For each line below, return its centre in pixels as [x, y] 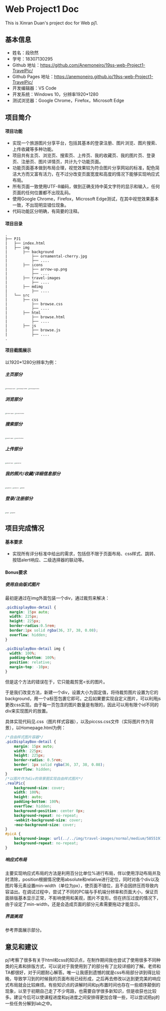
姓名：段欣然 [25, 53]
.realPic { [15, 783]
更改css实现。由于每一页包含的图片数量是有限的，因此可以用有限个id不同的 [82, 705]
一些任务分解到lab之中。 [30, 1003]
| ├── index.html [25, 243]
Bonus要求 [16, 572]
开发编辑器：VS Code [34, 88]
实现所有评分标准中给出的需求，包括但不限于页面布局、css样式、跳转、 [85, 554]
